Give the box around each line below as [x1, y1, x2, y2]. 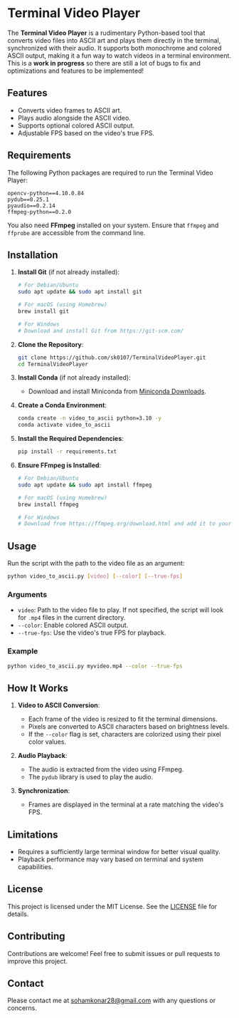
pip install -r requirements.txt [17, 448, 117, 455]
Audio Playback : [17, 752, 68, 760]
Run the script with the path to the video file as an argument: [7, 559, 185, 568]
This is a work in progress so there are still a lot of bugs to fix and [7, 58, 201, 67]
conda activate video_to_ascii [17, 422, 111, 429]
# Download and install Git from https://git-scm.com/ [17, 327, 184, 334]
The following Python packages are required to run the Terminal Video [7, 168, 213, 177]
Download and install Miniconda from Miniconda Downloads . [28, 387, 206, 396]
